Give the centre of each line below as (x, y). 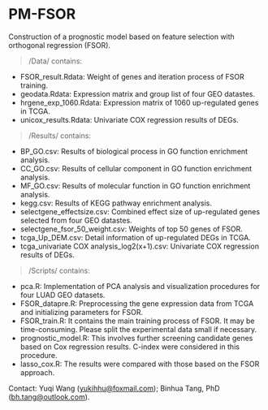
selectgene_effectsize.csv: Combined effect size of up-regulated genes (140, 211)
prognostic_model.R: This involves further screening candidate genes (136, 338)
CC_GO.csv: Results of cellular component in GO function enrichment (136, 168)
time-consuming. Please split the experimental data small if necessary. (138, 329)
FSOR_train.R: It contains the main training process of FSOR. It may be (137, 321)
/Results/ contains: (60, 136)
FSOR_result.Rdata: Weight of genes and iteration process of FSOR (132, 76)
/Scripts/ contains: (59, 270)
